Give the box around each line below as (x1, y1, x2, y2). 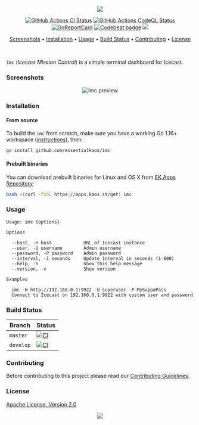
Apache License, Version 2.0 (6, 401, 77, 408)
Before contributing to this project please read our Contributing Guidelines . (6, 373, 190, 380)
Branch (9, 321, 31, 330)
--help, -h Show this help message (11, 260, 143, 266)
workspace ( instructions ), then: (6, 136, 83, 143)
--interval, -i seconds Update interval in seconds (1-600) (11, 255, 175, 262)
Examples (6, 276, 28, 283)
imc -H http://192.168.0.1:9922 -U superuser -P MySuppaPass (11, 287, 167, 293)
